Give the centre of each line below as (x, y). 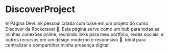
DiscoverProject (40, 9)
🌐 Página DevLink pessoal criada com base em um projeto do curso (77, 23)
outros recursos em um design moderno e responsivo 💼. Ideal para (76, 39)
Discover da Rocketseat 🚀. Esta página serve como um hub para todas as (82, 29)
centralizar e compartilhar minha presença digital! (57, 45)
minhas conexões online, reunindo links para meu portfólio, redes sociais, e (84, 34)
